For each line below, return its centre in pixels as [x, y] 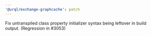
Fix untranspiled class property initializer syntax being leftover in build [76, 23]
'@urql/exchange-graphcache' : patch [42, 9]
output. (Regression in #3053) [36, 28]
